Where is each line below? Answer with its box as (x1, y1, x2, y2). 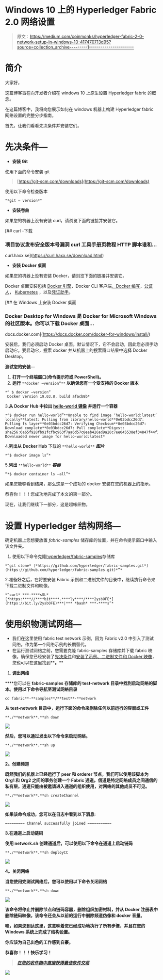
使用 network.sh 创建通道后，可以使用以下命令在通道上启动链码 (5, 840, 133, 847)
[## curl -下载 (5, 228, 33, 233)
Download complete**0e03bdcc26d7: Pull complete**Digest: (5, 425, 125, 431)
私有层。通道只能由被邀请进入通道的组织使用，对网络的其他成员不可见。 (5, 784, 149, 789)
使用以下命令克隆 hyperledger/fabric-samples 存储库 (12, 554, 115, 559)
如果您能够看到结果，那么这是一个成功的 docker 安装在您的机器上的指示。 (5, 481, 153, 487)
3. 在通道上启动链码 (5, 830, 44, 836)
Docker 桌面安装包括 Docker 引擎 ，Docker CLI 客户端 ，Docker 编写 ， (5, 283, 145, 289)
